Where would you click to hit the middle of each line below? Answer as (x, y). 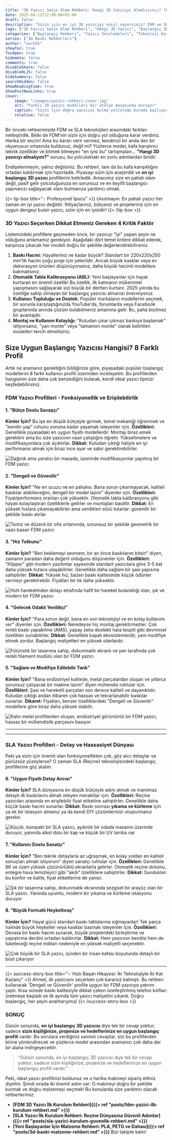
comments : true (21, 63)
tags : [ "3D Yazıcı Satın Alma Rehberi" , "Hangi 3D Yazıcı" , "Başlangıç (83, 29)
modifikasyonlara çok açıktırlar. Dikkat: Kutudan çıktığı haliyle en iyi (76, 443)
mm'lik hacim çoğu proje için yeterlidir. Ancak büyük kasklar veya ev (85, 261)
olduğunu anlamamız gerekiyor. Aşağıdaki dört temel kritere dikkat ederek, (84, 240)
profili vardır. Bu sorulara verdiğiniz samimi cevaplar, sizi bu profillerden (81, 1037)
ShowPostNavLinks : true (31, 91)
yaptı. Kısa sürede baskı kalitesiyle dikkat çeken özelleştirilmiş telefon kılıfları (86, 990)
